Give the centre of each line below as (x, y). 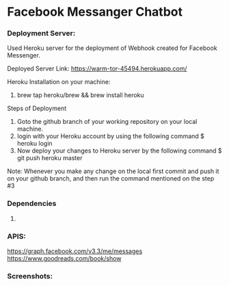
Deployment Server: (41, 34)
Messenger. (24, 55)
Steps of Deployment (37, 108)
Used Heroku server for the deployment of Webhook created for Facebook (112, 48)
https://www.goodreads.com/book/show (64, 259)
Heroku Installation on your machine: (59, 82)
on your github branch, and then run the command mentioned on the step (111, 179)
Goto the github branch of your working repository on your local (107, 122)
